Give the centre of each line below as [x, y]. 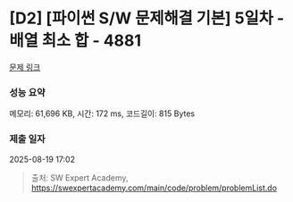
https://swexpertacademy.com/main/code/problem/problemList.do [154, 188]
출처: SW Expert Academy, [80, 177]
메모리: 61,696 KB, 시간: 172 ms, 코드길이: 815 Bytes [102, 114]
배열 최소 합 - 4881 [75, 41]
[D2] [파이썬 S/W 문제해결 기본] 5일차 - [147, 18]
